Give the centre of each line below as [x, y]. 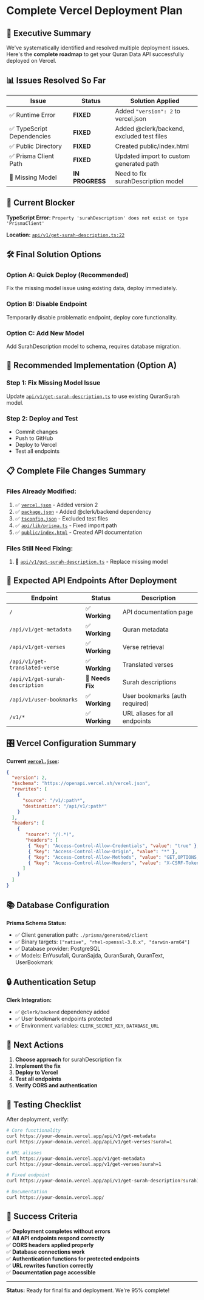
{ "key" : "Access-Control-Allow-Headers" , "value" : [95, 863]
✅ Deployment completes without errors [58, 1231]
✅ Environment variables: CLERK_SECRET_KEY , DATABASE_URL [87, 1025]
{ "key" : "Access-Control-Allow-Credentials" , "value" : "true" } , [114, 846]
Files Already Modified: [42, 491]
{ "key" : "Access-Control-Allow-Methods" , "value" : [95, 857]
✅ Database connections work [46, 1252]
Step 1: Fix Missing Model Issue [53, 383]
